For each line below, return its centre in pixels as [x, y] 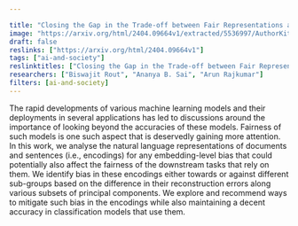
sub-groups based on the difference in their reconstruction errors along [140, 183]
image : [21, 33]
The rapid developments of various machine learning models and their [137, 108]
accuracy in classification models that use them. [98, 211]
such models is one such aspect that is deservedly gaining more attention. [145, 136]
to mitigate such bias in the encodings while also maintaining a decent [137, 202]
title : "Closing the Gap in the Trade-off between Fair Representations [146, 25]
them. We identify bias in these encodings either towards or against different [149, 174]
